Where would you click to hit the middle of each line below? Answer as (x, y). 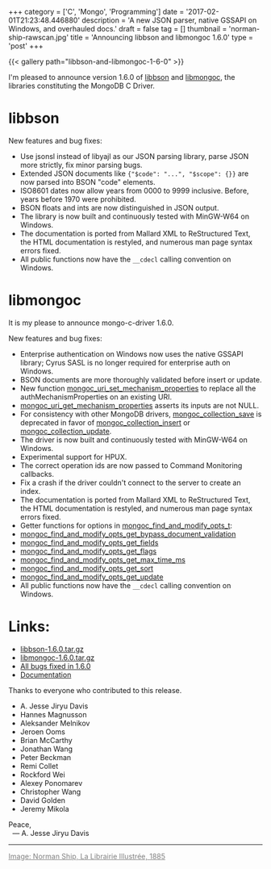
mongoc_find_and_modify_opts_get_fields (89, 542)
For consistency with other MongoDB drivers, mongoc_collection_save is (141, 414)
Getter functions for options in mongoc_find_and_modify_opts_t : (126, 525)
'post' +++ (26, 46)
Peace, (20, 824)
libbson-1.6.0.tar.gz (52, 649)
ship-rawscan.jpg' (39, 37)
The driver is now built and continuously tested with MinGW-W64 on (134, 440)
